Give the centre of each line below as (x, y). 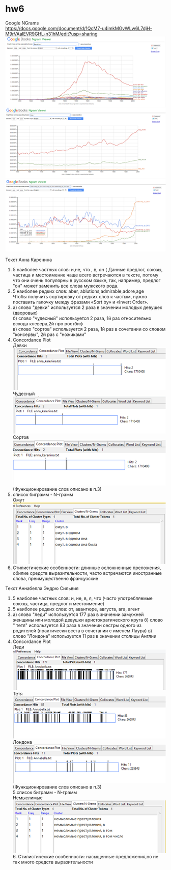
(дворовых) (25, 313)
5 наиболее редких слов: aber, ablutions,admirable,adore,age (78, 291)
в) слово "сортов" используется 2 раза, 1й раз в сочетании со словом (89, 329)
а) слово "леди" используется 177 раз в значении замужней (78, 614)
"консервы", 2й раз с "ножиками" (49, 334)
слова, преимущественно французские (55, 578)
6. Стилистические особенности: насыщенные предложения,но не (85, 856)
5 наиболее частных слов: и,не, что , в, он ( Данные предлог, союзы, (88, 269)
